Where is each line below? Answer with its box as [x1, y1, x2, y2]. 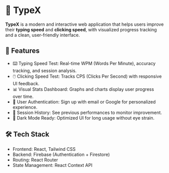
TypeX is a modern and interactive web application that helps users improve [5, 21, 164, 27]
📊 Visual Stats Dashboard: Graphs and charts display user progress [12, 86, 154, 92]
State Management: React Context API [12, 162, 92, 168]
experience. [12, 104, 38, 110]
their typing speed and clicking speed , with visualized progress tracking [5, 26, 157, 32]
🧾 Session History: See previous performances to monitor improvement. [12, 109, 162, 116]
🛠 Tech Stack [5, 130, 49, 139]
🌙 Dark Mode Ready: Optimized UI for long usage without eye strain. [12, 114, 155, 121]
